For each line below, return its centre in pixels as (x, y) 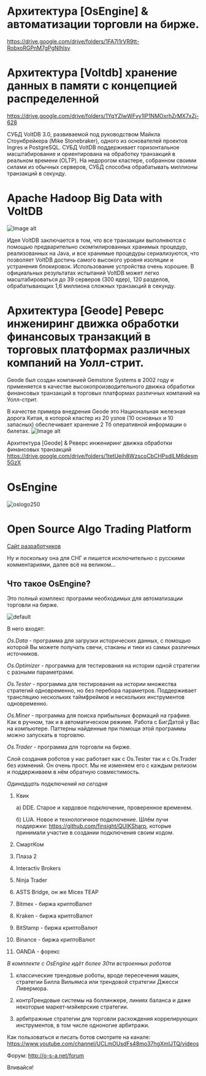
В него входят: (26, 629)
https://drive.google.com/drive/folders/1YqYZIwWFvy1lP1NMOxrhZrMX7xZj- (103, 115)
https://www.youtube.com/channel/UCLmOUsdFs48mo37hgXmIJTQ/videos (103, 1044)
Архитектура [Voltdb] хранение (92, 73)
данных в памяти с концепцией (92, 86)
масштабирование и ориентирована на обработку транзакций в (91, 154)
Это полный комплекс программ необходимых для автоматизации (95, 598)
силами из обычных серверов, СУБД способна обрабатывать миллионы (102, 166)
